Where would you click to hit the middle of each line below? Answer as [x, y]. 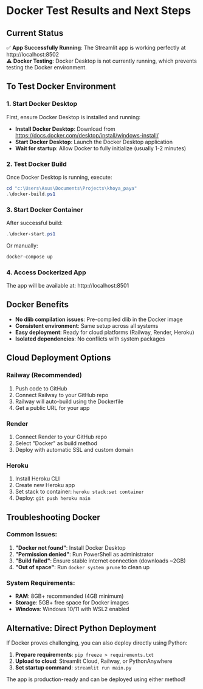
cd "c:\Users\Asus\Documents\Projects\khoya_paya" [72, 188]
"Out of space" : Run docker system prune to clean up [82, 567]
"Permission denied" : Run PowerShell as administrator [84, 554]
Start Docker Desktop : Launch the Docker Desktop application [94, 142]
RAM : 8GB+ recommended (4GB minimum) [69, 596]
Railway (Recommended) [44, 375]
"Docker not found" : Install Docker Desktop [70, 547]
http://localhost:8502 [33, 54]
